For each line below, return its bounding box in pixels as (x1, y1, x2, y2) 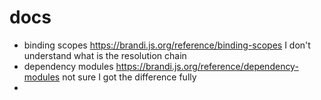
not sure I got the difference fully (62, 71, 197, 83)
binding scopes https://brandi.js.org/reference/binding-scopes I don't (23, 39, 311, 51)
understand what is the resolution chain (23, 49, 187, 61)
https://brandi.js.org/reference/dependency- (115, 60, 299, 72)
